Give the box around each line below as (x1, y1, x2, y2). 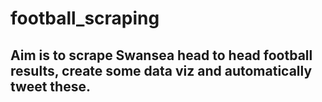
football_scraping (10, 7, 160, 30)
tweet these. (10, 78, 91, 95)
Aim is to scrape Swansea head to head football (10, 47, 313, 64)
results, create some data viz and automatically (10, 62, 313, 79)
